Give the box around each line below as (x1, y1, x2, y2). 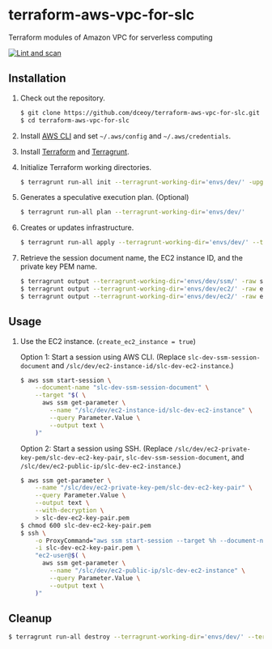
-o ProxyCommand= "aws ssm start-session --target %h (35, 537, 217, 545)
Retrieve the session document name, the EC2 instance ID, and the (19, 253, 243, 263)
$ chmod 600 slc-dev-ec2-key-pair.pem (19, 521, 151, 529)
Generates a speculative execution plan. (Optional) (19, 193, 189, 202)
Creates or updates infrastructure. (19, 223, 134, 232)
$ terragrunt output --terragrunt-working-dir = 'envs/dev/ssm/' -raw (19, 278, 257, 286)
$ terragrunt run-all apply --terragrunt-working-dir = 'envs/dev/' (19, 239, 249, 247)
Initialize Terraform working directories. (19, 162, 152, 172)
